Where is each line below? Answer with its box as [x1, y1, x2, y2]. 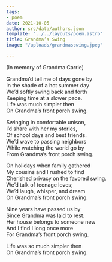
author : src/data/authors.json [6, 25, 84, 32]
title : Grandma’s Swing [6, 36, 66, 42]
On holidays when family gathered [6, 162, 91, 169]
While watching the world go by [6, 144, 85, 151]
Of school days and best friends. [6, 131, 87, 138]
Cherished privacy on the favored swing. [6, 175, 107, 182]
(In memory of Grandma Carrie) [6, 63, 84, 71]
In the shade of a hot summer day [6, 81, 90, 89]
